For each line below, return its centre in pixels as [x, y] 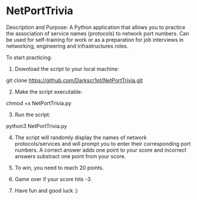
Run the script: [32, 114]
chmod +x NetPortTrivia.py [39, 103]
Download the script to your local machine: [67, 68]
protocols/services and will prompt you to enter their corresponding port [103, 143]
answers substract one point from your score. [70, 156]
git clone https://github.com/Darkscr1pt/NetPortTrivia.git [75, 80]
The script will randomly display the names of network [81, 137]
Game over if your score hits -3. [53, 179]
